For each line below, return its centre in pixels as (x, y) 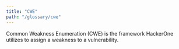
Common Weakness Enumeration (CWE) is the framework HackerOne (90, 33)
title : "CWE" (22, 11)
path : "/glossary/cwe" (34, 17)
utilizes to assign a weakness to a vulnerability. (62, 40)
